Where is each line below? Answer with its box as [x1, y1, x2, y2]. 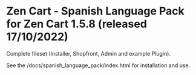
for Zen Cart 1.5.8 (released [6, 17, 147, 31]
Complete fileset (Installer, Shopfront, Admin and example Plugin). [6, 50, 171, 57]
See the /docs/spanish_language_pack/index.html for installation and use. [6, 62, 191, 69]
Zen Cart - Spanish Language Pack [6, 4, 185, 18]
